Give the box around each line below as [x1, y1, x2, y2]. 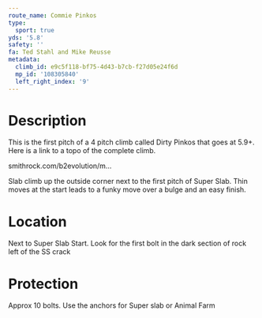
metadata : [8, 56, 41, 64]
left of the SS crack [8, 247, 71, 256]
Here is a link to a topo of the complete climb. [8, 146, 156, 155]
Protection [8, 275, 79, 293]
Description [8, 111, 87, 129]
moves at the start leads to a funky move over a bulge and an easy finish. [8, 185, 246, 194]
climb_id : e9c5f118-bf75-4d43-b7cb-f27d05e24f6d [15, 63, 178, 71]
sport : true [15, 26, 55, 34]
